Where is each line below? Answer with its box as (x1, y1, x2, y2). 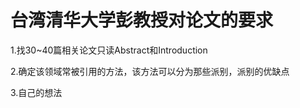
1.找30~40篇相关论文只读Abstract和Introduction (10, 44, 208, 56)
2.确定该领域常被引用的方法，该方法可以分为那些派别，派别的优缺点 (10, 65, 290, 77)
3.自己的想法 (10, 86, 63, 98)
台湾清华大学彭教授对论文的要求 (10, 9, 274, 32)
